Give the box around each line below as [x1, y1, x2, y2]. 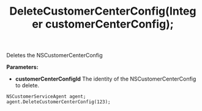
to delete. [15, 82, 40, 89]
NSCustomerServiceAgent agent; [6, 93, 86, 100]
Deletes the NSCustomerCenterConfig [6, 52, 103, 59]
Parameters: [6, 63, 39, 71]
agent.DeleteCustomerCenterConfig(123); [6, 99, 111, 105]
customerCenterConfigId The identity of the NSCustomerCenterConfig [15, 75, 196, 83]
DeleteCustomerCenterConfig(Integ [9, 4, 196, 18]
